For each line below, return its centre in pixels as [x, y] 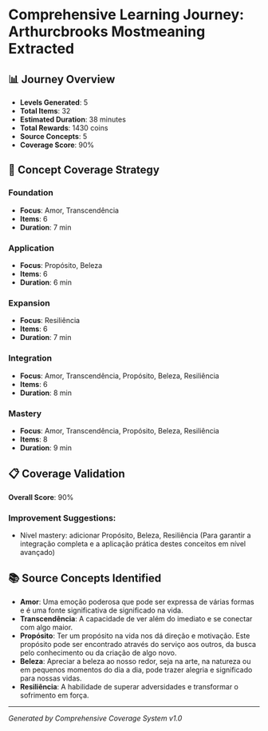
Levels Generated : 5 [54, 102]
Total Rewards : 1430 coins [64, 128]
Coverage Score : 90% [57, 145]
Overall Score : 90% [41, 497]
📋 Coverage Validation [67, 474]
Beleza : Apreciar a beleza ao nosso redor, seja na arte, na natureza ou [135, 661]
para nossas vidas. [51, 678]
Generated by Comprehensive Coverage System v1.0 [95, 718]
